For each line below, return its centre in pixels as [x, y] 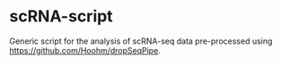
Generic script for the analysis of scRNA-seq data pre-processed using [141, 41]
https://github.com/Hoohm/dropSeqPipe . [85, 50]
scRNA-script [61, 16]
